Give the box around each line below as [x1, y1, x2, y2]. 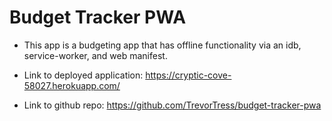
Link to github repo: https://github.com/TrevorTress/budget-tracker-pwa [23, 99, 322, 111]
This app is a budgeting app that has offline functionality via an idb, [23, 39, 302, 51]
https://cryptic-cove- [145, 69, 232, 81]
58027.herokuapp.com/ [23, 79, 121, 91]
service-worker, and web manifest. [23, 49, 168, 61]
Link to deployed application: [23, 69, 144, 81]
